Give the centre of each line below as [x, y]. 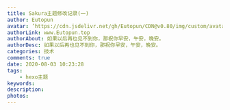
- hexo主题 [34, 77]
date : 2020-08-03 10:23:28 [46, 64]
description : [26, 90]
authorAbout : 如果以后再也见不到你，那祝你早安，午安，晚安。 [86, 39]
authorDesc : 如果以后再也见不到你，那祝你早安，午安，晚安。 [84, 45]
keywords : [21, 83]
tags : [15, 70]
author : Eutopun [30, 20]
